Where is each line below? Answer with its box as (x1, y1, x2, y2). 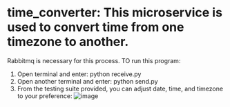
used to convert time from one (7, 19, 184, 35)
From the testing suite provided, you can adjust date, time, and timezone (17, 84, 223, 93)
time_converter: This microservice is (7, 5, 223, 21)
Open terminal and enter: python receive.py (17, 70, 142, 78)
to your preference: (17, 91, 73, 100)
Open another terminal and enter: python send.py (17, 77, 158, 85)
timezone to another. (7, 34, 129, 49)
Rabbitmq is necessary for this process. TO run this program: (7, 56, 181, 64)
